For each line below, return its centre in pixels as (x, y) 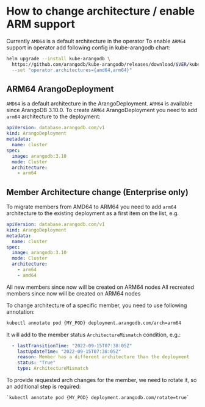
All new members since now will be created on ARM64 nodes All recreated (100, 287)
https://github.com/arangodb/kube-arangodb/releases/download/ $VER (99, 64)
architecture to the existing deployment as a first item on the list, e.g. (92, 213)
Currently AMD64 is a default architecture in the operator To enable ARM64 (96, 41)
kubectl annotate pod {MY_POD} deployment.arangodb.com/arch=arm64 (94, 323)
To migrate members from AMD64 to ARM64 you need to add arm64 (92, 207)
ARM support (41, 24)
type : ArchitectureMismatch (53, 369)
